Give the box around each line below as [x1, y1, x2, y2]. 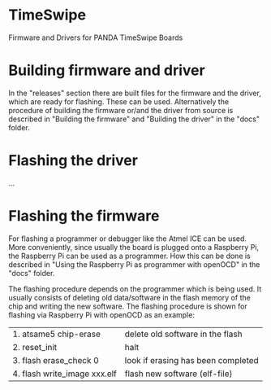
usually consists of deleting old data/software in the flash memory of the [8, 292, 252, 302]
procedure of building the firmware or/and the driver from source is [8, 105, 234, 115]
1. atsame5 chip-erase [12, 328, 101, 340]
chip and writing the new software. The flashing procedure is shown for [8, 301, 247, 311]
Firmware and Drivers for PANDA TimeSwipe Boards [8, 33, 183, 42]
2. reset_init [12, 341, 58, 353]
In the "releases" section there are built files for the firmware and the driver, [8, 88, 261, 98]
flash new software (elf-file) [124, 368, 233, 379]
